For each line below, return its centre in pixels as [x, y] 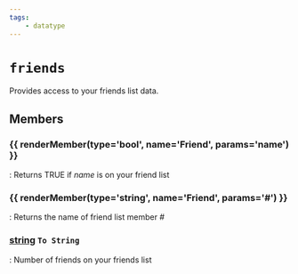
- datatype [45, 26]
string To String [44, 240]
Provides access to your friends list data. [84, 91]
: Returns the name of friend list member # [87, 217]
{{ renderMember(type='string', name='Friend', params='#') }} [149, 198]
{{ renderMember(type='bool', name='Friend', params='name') [149, 144]
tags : [19, 17]
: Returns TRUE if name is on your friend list [89, 175]
